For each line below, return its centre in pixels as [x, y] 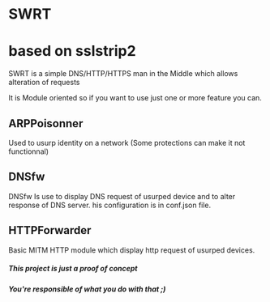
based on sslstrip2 [72, 51]
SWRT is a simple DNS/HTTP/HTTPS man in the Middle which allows [123, 74]
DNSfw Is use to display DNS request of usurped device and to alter [122, 196]
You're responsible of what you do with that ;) [87, 289]
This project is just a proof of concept [73, 269]
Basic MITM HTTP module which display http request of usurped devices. [132, 250]
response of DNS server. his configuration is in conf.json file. [110, 205]
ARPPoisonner [46, 123]
